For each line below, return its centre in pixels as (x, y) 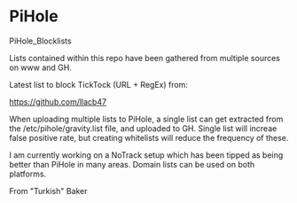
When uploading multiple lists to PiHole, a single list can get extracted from (146, 119)
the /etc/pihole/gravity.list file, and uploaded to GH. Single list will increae (143, 128)
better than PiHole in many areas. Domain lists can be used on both (132, 164)
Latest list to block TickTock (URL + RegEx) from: (99, 84)
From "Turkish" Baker (48, 191)
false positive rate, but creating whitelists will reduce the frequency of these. (149, 137)
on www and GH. (41, 67)
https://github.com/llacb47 (58, 101)
